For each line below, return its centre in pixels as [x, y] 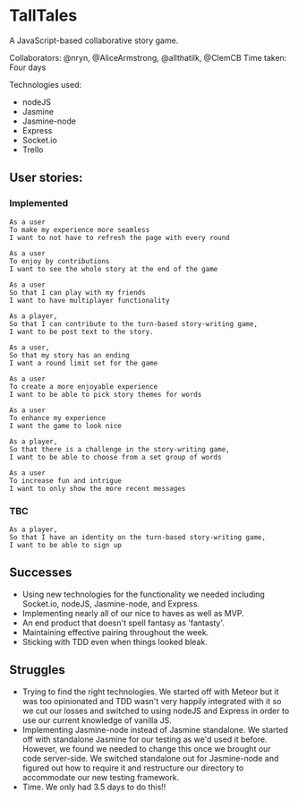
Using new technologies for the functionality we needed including [144, 594]
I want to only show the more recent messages [98, 488]
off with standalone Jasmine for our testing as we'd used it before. [145, 739]
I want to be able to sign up [66, 545]
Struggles [37, 670]
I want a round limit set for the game [84, 363]
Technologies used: [46, 84]
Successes [41, 573]
